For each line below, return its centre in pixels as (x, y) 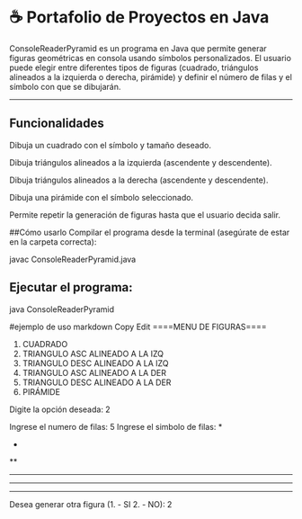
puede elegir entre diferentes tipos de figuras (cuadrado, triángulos (134, 67)
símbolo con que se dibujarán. (65, 86)
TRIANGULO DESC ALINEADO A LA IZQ (95, 363)
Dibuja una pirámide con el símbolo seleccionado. (102, 197)
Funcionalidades (57, 124)
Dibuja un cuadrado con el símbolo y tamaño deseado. (110, 145)
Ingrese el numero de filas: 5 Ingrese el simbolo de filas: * (116, 426)
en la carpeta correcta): (53, 242)
